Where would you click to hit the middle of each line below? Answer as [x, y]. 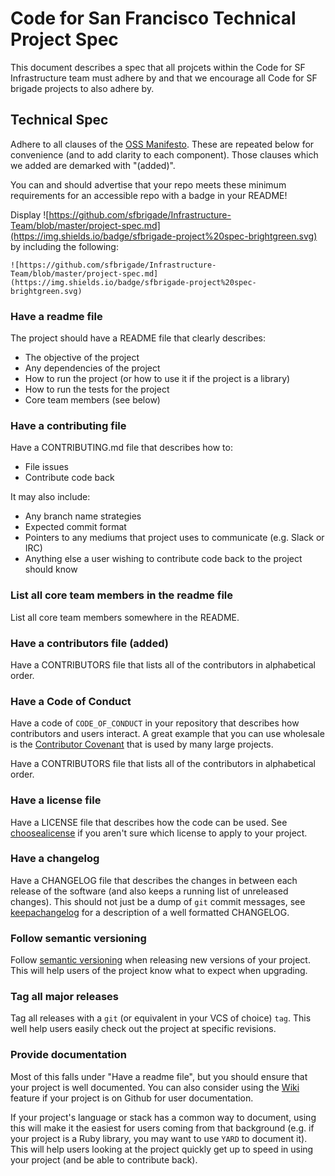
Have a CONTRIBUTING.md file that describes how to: [121, 448]
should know [51, 569]
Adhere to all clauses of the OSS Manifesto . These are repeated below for [162, 144]
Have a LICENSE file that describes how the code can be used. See [149, 822]
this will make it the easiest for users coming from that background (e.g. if [162, 1128]
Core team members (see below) [92, 400]
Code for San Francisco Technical [153, 18]
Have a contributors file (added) [89, 643]
